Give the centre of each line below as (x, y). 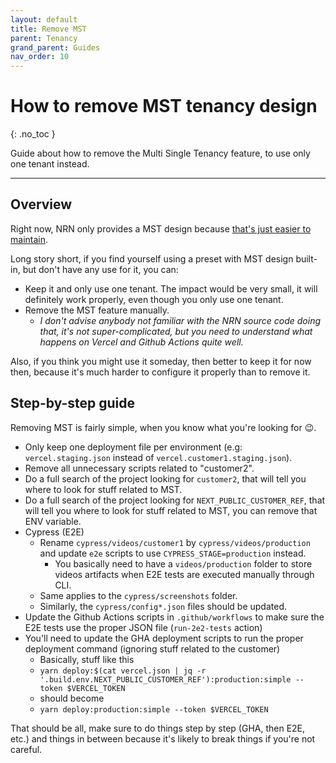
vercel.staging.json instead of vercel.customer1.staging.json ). (158, 457)
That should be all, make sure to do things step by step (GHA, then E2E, (158, 728)
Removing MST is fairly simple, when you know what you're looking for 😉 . (163, 427)
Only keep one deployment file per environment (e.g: (133, 447)
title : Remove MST (48, 29)
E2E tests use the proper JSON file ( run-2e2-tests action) (143, 627)
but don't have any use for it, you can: (100, 269)
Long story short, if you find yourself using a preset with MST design (152, 258)
